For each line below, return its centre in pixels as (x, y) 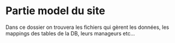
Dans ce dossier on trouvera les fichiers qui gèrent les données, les (87, 27)
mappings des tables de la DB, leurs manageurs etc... (70, 33)
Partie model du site (55, 11)
